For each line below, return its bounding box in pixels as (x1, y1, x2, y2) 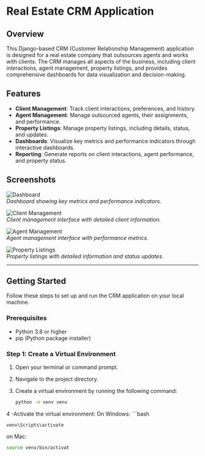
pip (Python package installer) (15, 334, 92, 342)
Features (6, 89, 41, 99)
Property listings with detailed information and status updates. (6, 252, 164, 260)
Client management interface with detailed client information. (6, 215, 161, 223)
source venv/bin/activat (6, 444, 70, 450)
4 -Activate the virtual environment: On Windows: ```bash (6, 410, 149, 417)
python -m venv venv (15, 399, 68, 405)
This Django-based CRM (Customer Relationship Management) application (6, 45, 194, 52)
